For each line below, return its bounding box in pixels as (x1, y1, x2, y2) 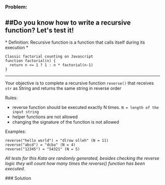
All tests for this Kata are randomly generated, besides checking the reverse (5, 155, 160, 161)
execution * (5, 44, 28, 50)
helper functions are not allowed (12, 114, 78, 120)
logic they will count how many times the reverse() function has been (5, 160, 145, 166)
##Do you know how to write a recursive (5, 19, 131, 27)
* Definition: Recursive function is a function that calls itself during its (5, 39, 145, 45)
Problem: (5, 3, 27, 10)
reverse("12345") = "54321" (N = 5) (5, 146, 80, 152)
